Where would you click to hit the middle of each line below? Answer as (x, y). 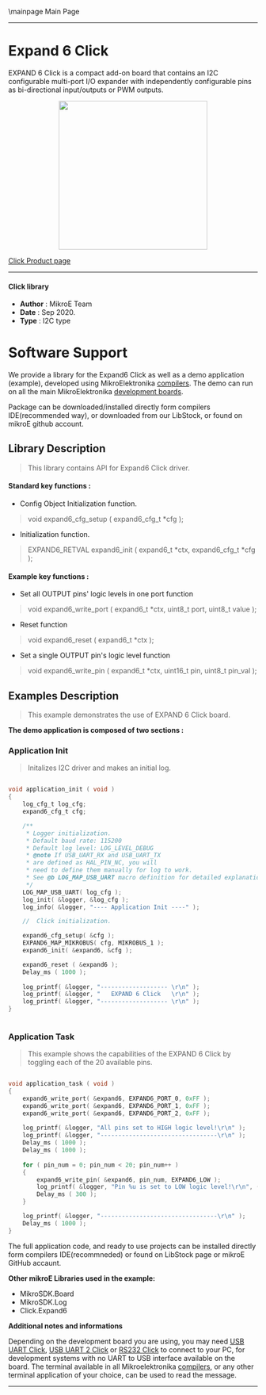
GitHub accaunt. (35, 1263)
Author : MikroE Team (56, 304)
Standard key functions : (49, 486)
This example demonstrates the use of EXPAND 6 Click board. (129, 715)
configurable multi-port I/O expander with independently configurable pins (130, 81)
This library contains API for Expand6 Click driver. (108, 468)
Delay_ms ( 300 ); (67, 1194)
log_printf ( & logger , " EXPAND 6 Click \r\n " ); (111, 995)
